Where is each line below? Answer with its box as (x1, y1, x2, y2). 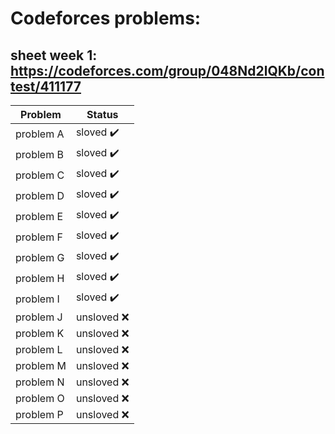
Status (86, 108, 119, 121)
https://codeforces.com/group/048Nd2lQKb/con (10, 62, 325, 79)
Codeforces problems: (10, 7, 202, 30)
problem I (15, 292, 60, 306)
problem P (15, 408, 64, 421)
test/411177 (10, 78, 82, 95)
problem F (15, 230, 63, 244)
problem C (15, 168, 65, 182)
